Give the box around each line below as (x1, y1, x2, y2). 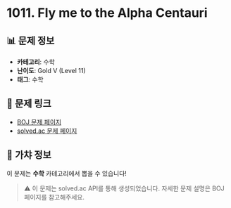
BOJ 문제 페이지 (16, 117, 61, 126)
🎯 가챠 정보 (6, 149, 52, 161)
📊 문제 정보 (6, 34, 55, 46)
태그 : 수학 (16, 75, 44, 84)
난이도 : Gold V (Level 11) (16, 67, 86, 74)
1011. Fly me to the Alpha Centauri (6, 5, 208, 21)
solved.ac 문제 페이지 (16, 126, 77, 135)
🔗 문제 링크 (6, 98, 52, 110)
